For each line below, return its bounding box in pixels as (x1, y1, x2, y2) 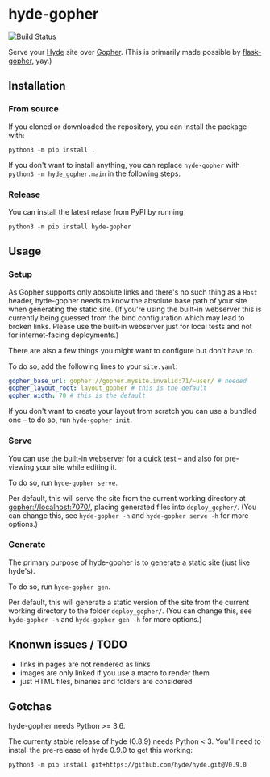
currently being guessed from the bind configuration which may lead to (8, 312, 245, 323)
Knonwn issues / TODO (8, 638, 127, 652)
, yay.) (31, 56, 52, 65)
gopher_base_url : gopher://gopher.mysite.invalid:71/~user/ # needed (8, 377, 247, 385)
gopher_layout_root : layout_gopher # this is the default (8, 384, 207, 392)
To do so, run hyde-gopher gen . (8, 582, 111, 591)
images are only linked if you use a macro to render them (19, 667, 210, 678)
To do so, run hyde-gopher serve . (8, 478, 118, 487)
